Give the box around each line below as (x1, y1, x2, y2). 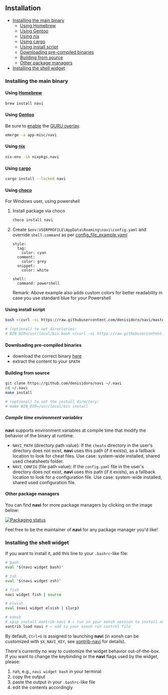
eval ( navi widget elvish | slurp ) (5, 606, 79, 611)
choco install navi (12, 217, 53, 223)
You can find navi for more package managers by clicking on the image (5, 502, 152, 508)
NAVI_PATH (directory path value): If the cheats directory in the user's (12, 442, 153, 448)
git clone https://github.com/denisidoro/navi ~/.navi (5, 381, 122, 386)
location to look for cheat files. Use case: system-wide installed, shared (12, 453, 160, 459)
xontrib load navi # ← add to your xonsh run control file (5, 624, 131, 629)
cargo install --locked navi (5, 176, 66, 181)
